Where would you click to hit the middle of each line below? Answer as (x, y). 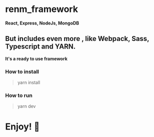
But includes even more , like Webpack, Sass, (77, 39)
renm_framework (42, 9)
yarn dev (26, 106)
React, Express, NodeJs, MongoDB (42, 23)
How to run (19, 95)
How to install (22, 71)
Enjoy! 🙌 (22, 126)
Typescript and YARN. (40, 47)
